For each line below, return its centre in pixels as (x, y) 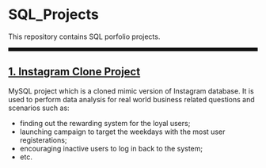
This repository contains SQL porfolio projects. (84, 36)
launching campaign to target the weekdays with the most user (122, 132)
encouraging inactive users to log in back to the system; (111, 148)
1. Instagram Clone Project (74, 72)
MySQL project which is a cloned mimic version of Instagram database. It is (131, 91)
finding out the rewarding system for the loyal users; (105, 123)
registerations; (43, 139)
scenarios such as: (39, 108)
